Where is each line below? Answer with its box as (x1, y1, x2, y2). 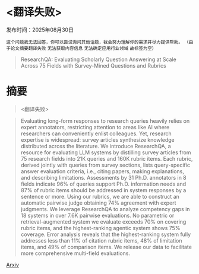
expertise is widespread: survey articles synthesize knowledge (20, 136, 175, 143)
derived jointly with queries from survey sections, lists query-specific (20, 161, 190, 168)
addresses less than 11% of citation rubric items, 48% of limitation (20, 237, 182, 244)
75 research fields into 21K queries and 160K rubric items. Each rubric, (20, 155, 193, 162)
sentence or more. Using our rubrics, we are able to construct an (20, 193, 180, 200)
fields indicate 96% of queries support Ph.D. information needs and (20, 180, 186, 187)
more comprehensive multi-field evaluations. (20, 250, 131, 257)
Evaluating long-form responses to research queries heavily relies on (20, 117, 190, 125)
